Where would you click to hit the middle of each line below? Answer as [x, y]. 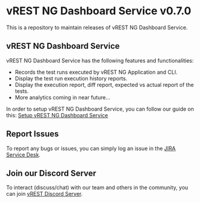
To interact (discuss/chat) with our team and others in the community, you [97, 188]
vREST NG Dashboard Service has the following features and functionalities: [100, 60]
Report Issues [33, 134]
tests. [21, 91]
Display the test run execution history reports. [71, 78]
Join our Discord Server [51, 173]
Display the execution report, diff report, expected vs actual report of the [104, 85]
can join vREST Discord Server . [44, 194]
